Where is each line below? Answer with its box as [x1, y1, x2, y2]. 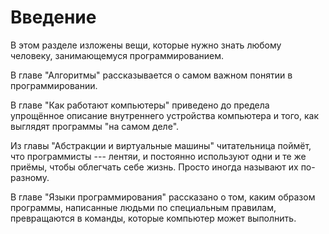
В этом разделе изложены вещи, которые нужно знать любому [10, 39, 282, 51]
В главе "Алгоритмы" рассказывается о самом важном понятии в [10, 69, 293, 81]
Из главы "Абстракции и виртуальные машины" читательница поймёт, [10, 139, 312, 151]
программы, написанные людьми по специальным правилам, [10, 201, 277, 213]
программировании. [10, 79, 98, 91]
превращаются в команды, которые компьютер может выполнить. [10, 212, 297, 224]
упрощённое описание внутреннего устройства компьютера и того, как [10, 109, 320, 121]
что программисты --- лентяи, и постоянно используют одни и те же [10, 150, 307, 162]
